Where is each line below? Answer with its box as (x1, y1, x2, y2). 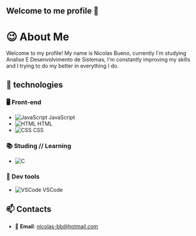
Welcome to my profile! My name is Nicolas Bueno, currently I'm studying (6, 50, 186, 57)
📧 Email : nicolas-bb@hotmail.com (14, 223, 98, 230)
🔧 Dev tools (6, 173, 40, 181)
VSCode (42, 186, 63, 193)
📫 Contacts (6, 204, 52, 214)
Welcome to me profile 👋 (6, 6, 99, 16)
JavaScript (48, 114, 76, 121)
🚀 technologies (6, 79, 63, 90)
